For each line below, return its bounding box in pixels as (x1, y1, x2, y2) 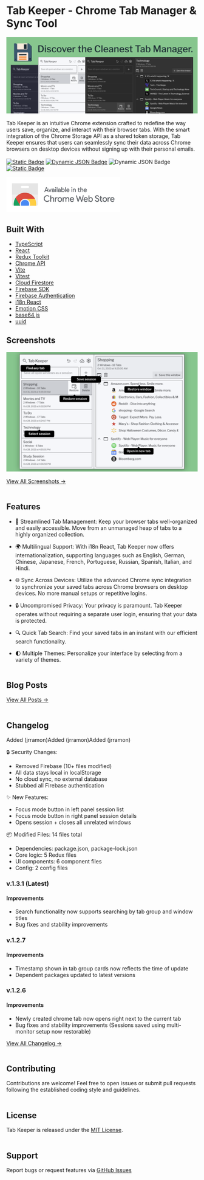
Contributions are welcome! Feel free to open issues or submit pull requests (6, 1080, 196, 1087)
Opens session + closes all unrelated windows (15, 818, 132, 826)
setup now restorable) (36, 1027, 91, 1035)
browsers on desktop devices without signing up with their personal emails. (6, 145, 195, 153)
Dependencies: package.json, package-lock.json (15, 845, 138, 852)
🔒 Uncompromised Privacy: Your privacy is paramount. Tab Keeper (15, 602, 183, 609)
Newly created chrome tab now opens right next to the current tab (15, 1015, 182, 1022)
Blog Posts (6, 680, 48, 690)
